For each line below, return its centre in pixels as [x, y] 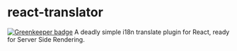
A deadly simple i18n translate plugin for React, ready [152, 32]
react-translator [56, 12]
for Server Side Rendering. [46, 39]
